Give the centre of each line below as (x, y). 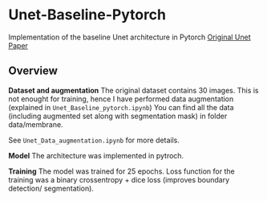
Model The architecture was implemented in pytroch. (96, 155)
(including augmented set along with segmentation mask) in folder (118, 116)
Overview (33, 71)
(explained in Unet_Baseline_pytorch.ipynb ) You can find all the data (121, 107)
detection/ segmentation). (51, 188)
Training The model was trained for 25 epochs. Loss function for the (121, 171)
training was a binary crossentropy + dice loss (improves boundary (119, 179)
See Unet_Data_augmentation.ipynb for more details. (94, 140)
